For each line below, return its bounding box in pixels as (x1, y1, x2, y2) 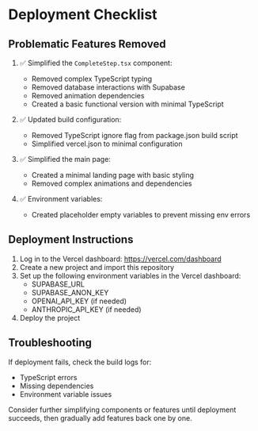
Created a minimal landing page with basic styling (31, 171, 194, 179)
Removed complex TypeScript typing (31, 74, 153, 83)
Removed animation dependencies (31, 91, 145, 100)
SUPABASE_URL (31, 279, 85, 289)
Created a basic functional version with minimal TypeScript (31, 99, 224, 109)
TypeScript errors (19, 372, 78, 382)
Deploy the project (19, 313, 81, 322)
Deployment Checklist (8, 6, 157, 24)
